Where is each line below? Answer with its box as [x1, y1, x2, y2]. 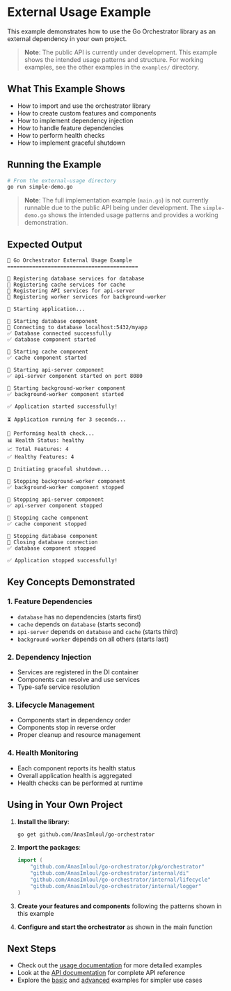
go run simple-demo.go [7, 184, 73, 191]
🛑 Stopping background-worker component [7, 478, 127, 485]
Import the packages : [17, 843, 81, 852]
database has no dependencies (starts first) [17, 612, 141, 621]
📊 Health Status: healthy [7, 437, 85, 444]
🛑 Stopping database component [7, 533, 98, 540]
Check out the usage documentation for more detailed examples [17, 961, 202, 969]
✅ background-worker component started [7, 391, 124, 398]
